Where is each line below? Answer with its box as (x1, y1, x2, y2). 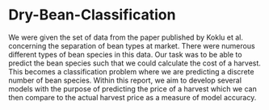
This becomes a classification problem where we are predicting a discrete (8, 66, 254, 76)
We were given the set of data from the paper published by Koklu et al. (8, 32, 244, 42)
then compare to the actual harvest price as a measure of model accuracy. (8, 92, 257, 102)
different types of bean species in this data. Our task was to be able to (8, 49, 242, 59)
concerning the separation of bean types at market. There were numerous (8, 40, 256, 50)
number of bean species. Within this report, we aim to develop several (8, 75, 242, 85)
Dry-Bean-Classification (8, 6, 176, 24)
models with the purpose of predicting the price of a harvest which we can (8, 83, 257, 94)
